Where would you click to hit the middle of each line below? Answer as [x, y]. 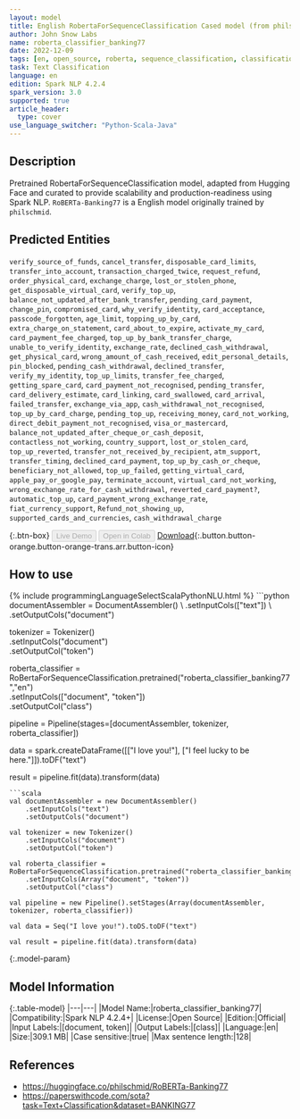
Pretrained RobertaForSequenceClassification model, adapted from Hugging [150, 183]
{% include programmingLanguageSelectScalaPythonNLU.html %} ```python [150, 596]
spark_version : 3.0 [46, 92]
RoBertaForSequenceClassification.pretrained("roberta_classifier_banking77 [150, 678]
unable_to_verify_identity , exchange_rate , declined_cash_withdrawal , [139, 347]
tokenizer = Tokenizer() [52, 632]
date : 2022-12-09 [42, 51]
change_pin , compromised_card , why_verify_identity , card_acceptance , [137, 308]
